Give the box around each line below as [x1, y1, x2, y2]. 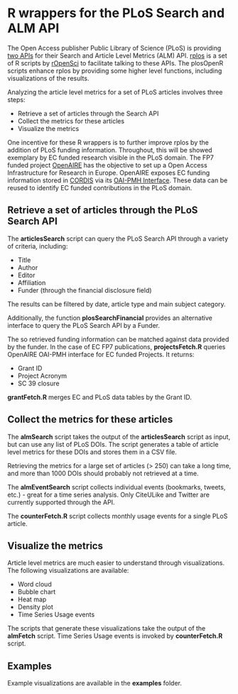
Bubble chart [17, 588, 56, 596]
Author [17, 263, 38, 271]
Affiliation [17, 278, 46, 286]
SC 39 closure [17, 379, 60, 388]
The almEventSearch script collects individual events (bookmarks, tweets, [7, 482, 226, 491]
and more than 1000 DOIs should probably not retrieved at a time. [7, 469, 199, 477]
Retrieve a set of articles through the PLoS [7, 204, 198, 217]
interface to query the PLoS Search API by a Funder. [7, 321, 160, 329]
